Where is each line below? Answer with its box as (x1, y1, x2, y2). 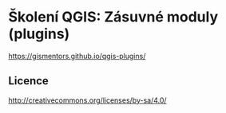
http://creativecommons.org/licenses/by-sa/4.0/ (8, 95, 167, 105)
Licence (8, 74, 50, 88)
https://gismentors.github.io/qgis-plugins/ (8, 51, 146, 60)
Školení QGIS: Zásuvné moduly (8, 8, 219, 26)
